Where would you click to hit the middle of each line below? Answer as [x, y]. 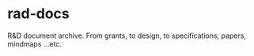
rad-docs [39, 14]
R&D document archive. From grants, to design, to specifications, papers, [127, 35]
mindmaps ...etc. [35, 43]
